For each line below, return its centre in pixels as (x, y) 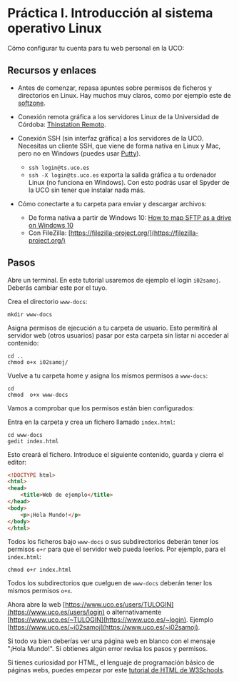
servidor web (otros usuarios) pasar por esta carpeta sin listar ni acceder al (118, 335)
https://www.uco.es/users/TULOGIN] (119, 605)
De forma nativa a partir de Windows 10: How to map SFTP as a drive (130, 217)
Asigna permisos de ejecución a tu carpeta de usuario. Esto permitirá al (112, 328)
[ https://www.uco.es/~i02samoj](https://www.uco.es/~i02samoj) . (104, 627)
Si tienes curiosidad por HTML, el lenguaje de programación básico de (111, 662)
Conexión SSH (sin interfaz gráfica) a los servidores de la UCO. (111, 138)
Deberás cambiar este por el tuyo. (57, 288)
